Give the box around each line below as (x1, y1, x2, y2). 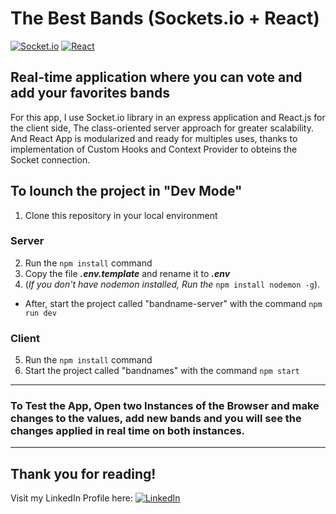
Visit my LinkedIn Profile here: (10, 492, 133, 504)
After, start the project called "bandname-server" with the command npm (24, 297, 323, 309)
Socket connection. (10, 153, 91, 166)
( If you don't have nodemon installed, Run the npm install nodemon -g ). (24, 278, 321, 290)
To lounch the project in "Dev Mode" (10, 183, 243, 200)
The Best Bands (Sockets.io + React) (10, 7, 320, 30)
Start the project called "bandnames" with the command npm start (24, 365, 300, 377)
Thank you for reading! (10, 465, 157, 482)
